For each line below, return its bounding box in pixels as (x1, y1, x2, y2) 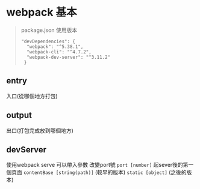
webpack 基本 (6, 5, 77, 19)
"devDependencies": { (20, 38, 75, 44)
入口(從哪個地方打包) (6, 92, 58, 100)
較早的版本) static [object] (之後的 (97, 169, 187, 176)
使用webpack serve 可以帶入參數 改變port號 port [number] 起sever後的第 (6, 161, 189, 169)
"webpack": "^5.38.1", (27, 43, 84, 50)
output (6, 110, 32, 121)
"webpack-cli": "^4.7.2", (27, 49, 92, 55)
